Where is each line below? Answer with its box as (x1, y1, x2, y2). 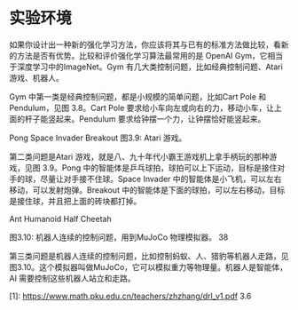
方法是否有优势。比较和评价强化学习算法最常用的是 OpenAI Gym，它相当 (16, 50, 284, 60)
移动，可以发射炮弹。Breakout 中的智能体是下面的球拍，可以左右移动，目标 (9, 184, 286, 195)
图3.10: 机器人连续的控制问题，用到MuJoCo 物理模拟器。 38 (9, 232, 229, 242)
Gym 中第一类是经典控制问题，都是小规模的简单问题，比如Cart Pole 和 (9, 91, 267, 102)
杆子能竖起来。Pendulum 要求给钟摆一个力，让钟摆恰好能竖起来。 (24, 113, 266, 124)
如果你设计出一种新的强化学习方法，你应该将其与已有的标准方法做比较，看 (9, 39, 281, 50)
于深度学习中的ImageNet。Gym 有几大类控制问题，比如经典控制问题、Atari (9, 61, 284, 72)
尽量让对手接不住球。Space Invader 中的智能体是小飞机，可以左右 (39, 173, 282, 184)
